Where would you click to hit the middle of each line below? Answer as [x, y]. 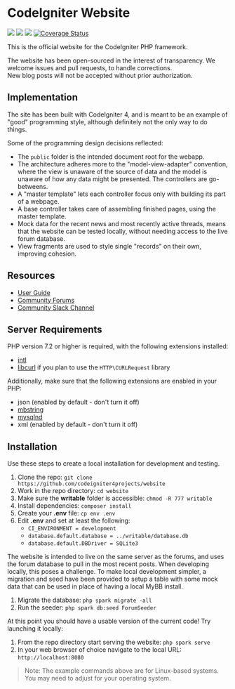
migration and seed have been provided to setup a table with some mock [113, 579]
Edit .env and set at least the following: [74, 520]
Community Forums [46, 300]
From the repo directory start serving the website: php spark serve [114, 642]
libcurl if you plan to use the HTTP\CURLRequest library [94, 367]
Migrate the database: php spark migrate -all [85, 600]
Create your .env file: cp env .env [66, 513]
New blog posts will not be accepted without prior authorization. [100, 75]
